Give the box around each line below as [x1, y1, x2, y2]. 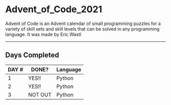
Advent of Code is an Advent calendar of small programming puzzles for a [5, 20, 161, 27]
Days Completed [5, 51, 60, 60]
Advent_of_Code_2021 [5, 4, 103, 15]
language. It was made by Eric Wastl [5, 31, 81, 37]
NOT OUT [27, 91, 52, 98]
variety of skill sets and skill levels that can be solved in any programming [5, 25, 160, 32]
